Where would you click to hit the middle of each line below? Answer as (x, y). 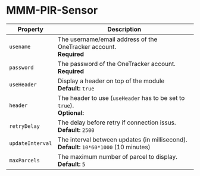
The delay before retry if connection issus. (117, 122)
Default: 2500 (76, 130)
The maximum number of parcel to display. (117, 156)
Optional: (71, 112)
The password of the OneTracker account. (116, 64)
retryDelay (24, 126)
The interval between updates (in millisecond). (122, 139)
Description (124, 29)
